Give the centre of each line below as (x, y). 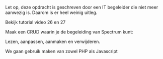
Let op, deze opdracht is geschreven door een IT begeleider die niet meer (82, 7)
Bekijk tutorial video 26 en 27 (35, 22)
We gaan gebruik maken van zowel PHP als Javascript (62, 51)
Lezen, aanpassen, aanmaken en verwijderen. (53, 41)
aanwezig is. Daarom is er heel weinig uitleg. (51, 12)
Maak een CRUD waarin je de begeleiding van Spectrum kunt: (69, 32)
